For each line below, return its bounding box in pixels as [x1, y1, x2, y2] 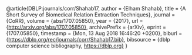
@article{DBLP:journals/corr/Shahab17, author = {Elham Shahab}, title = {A [6, 5, 186, 12]
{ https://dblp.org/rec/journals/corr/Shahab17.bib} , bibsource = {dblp [6, 36, 170, 43]
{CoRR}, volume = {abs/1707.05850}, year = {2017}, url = [6, 18, 143, 24]
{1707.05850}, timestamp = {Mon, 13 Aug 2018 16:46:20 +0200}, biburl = [6, 30, 183, 37]
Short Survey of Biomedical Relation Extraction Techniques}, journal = [6, 11, 175, 18]
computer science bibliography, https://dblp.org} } [6, 42, 128, 49]
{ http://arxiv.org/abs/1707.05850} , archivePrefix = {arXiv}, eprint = [6, 23, 166, 30]
